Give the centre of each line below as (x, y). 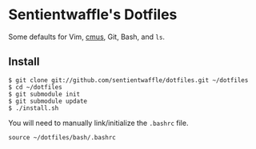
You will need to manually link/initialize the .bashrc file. (98, 123)
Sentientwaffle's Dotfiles (93, 15)
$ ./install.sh (34, 108)
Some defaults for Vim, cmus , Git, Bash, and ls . (87, 37)
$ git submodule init (44, 94)
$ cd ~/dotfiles (35, 87)
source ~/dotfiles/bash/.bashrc (62, 137)
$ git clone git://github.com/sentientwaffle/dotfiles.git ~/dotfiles (128, 80)
